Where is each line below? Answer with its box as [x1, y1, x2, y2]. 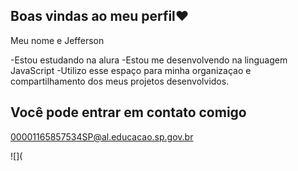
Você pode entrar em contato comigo [10, 104, 247, 121]
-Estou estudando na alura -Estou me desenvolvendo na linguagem [10, 54, 288, 66]
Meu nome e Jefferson [10, 34, 105, 46]
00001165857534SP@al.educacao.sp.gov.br [10, 130, 194, 143]
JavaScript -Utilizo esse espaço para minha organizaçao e [10, 64, 252, 76]
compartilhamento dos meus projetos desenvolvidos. [10, 75, 230, 87]
